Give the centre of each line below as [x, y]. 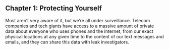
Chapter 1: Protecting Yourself [54, 8]
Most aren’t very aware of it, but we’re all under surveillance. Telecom [78, 20]
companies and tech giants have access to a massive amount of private [80, 26]
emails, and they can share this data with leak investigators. [67, 42]
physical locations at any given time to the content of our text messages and [84, 36]
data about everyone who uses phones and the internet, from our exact [79, 31]
